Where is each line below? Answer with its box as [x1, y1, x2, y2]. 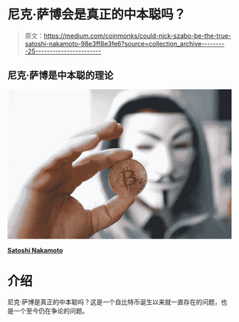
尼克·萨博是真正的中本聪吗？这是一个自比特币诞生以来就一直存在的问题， [7, 298, 222, 306]
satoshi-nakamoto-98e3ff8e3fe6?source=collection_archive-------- [24, 39, 225, 48]
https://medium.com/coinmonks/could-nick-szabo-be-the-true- [43, 31, 232, 40]
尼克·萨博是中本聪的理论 [7, 69, 114, 82]
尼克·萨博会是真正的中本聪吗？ [7, 6, 186, 23]
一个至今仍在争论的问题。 [13, 307, 89, 316]
